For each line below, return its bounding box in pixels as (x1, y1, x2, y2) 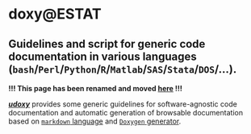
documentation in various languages (8, 49, 197, 63)
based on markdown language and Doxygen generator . (8, 116, 182, 126)
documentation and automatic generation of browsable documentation (8, 108, 244, 117)
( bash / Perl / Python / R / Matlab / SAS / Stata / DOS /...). (8, 62, 237, 76)
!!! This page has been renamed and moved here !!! (8, 84, 183, 93)
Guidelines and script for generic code (8, 37, 206, 51)
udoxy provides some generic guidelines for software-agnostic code (8, 99, 238, 109)
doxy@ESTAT (8, 5, 102, 23)
